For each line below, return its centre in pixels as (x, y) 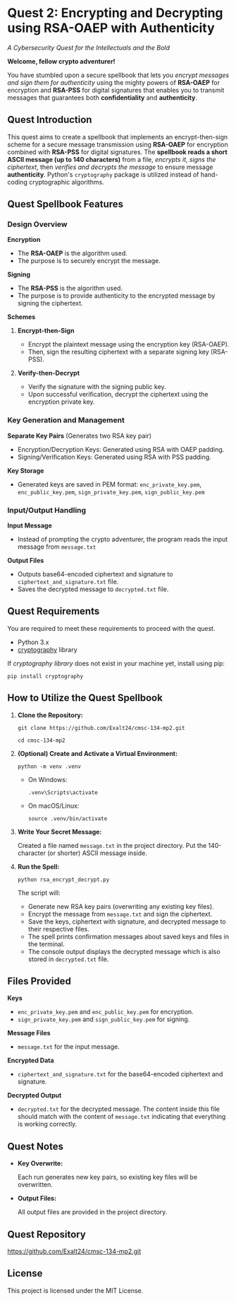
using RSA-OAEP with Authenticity (111, 28)
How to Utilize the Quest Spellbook (85, 698)
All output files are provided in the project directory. (92, 1212)
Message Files (29, 1033)
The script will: (39, 893)
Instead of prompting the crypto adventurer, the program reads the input (123, 540)
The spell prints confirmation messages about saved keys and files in (128, 936)
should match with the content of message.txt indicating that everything (122, 1117)
